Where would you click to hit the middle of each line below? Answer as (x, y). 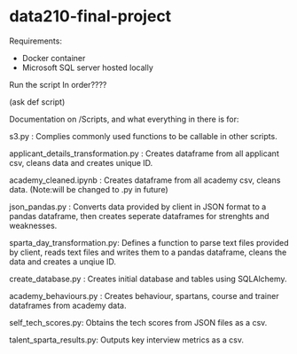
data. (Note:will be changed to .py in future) (89, 189)
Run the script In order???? (58, 84)
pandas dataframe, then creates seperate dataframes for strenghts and (139, 216)
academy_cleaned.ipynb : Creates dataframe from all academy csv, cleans (145, 180)
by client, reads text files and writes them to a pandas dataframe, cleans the (148, 252)
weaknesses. (33, 225)
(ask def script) (37, 102)
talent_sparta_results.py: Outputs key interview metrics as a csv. (126, 340)
